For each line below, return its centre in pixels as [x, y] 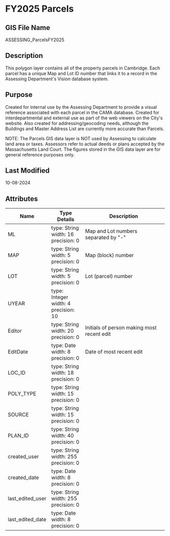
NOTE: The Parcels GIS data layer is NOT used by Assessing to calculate [81, 138]
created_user [24, 457]
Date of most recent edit [114, 352]
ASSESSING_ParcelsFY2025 [35, 40]
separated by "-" [105, 238]
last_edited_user [27, 498]
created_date [24, 478]
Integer [60, 297]
